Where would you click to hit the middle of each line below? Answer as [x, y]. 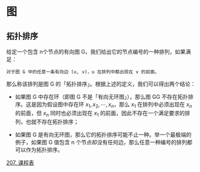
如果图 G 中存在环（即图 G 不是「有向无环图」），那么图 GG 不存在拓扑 [102, 97]
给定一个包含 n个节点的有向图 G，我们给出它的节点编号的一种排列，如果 [96, 52]
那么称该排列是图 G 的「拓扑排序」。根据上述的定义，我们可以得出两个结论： [101, 84]
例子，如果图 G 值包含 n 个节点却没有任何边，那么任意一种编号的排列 [101, 142]
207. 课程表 [20, 162]
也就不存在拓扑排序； [52, 122]
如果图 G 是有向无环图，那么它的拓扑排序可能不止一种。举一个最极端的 [103, 134]
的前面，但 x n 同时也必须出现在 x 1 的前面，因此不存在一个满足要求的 [100, 114]
